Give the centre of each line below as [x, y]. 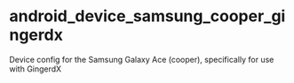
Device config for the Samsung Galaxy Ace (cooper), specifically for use [142, 59]
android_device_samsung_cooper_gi [147, 16]
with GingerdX [36, 69]
